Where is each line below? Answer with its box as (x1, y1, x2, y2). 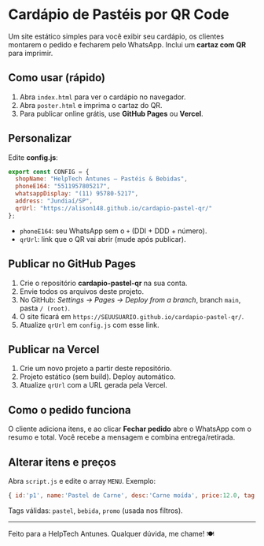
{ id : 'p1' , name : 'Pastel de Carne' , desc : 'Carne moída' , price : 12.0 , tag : (8, 491, 258, 500)
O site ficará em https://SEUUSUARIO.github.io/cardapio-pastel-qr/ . (19, 311, 244, 321)
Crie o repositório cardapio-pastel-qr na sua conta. (19, 278, 188, 288)
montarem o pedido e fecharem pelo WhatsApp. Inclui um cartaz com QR (8, 39, 246, 49)
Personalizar (8, 132, 72, 145)
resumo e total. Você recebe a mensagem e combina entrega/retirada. (8, 433, 236, 442)
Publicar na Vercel (8, 343, 100, 356)
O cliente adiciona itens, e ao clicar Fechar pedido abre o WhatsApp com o (8, 424, 251, 434)
